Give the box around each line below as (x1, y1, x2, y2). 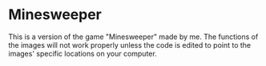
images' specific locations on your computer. (8, 49, 158, 58)
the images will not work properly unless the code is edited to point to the (8, 40, 252, 49)
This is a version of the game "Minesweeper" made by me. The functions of (8, 32, 259, 41)
